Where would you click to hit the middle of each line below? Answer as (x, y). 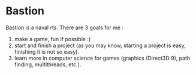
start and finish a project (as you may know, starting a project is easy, (100, 45)
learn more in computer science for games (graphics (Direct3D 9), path (102, 58)
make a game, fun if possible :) (52, 39)
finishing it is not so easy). (46, 51)
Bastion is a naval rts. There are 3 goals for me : (65, 27)
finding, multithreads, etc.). (48, 64)
